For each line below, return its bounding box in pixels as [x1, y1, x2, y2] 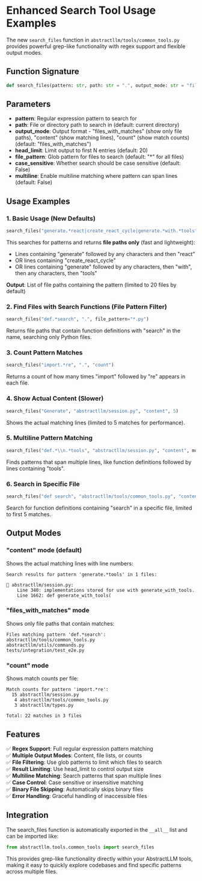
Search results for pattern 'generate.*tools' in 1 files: [6, 572, 158, 578]
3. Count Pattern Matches [6, 349, 83, 357]
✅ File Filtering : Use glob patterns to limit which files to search [6, 758, 162, 766]
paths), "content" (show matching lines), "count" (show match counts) [14, 134, 189, 141]
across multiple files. [6, 868, 58, 875]
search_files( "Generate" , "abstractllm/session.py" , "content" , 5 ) [6, 408, 179, 414]
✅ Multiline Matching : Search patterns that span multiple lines [6, 772, 162, 779]
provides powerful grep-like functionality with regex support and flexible [6, 43, 186, 50]
